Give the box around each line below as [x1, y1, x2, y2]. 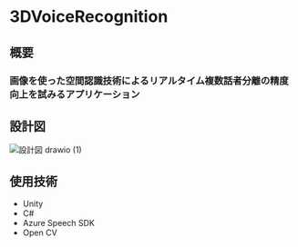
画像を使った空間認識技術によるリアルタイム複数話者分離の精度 [9, 74, 289, 87]
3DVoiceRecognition [9, 6, 169, 27]
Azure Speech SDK [22, 218, 96, 229]
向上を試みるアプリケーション [9, 88, 140, 101]
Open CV [22, 227, 57, 238]
